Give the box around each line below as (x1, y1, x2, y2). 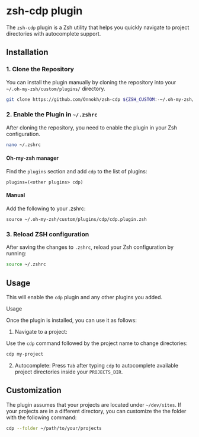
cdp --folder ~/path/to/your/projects (6, 425, 102, 431)
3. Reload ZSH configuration (6, 230, 89, 238)
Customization (6, 385, 62, 395)
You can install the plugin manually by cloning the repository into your (6, 78, 176, 85)
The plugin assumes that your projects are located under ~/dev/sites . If (6, 401, 182, 408)
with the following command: (6, 414, 77, 421)
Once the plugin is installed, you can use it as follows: (6, 316, 137, 324)
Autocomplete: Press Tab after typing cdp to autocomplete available (14, 362, 179, 369)
